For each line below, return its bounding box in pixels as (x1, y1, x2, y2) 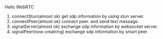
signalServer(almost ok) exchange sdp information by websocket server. (11, 24, 159, 29)
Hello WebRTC (4, 4, 34, 10)
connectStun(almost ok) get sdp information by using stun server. (11, 13, 145, 19)
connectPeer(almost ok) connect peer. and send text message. (11, 19, 139, 24)
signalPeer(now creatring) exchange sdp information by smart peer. (11, 29, 149, 34)
